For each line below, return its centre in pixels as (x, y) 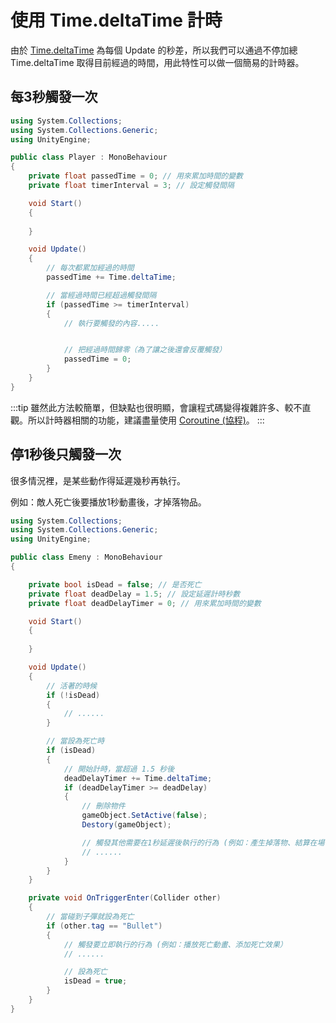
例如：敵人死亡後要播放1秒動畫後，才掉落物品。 (108, 502)
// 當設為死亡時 (75, 741)
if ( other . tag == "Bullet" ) (104, 926)
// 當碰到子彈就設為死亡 (90, 917)
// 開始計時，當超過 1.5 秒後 (119, 769)
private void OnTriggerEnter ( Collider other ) (125, 898)
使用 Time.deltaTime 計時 (116, 20)
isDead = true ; (95, 981)
